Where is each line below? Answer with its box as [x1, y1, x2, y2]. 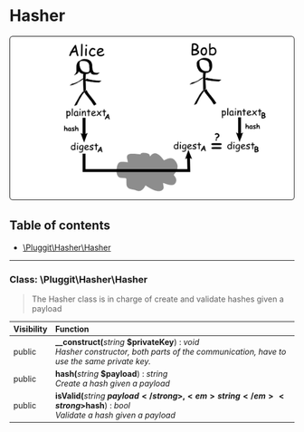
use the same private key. [54, 355, 151, 367]
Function [54, 323, 90, 334]
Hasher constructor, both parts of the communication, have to [54, 346, 287, 357]
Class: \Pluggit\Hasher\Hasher [9, 273, 147, 285]
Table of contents [9, 218, 110, 234]
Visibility [13, 323, 48, 334]
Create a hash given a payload [54, 378, 170, 389]
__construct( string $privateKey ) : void [54, 336, 200, 347]
